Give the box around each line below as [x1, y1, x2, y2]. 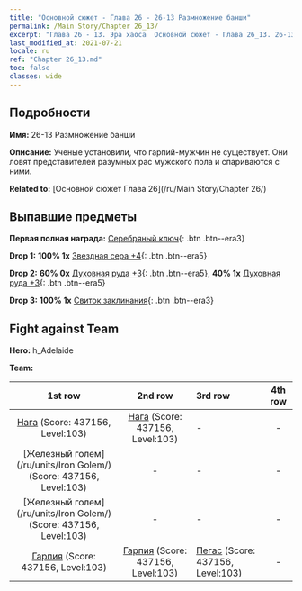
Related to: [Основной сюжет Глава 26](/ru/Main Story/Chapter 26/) [9, 183, 267, 194]
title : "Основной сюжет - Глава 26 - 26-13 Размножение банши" [9, 13, 252, 23]
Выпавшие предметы [9, 209, 138, 224]
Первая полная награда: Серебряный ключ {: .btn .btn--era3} [9, 233, 245, 244]
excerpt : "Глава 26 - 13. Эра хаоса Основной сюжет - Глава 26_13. [9, 30, 271, 39]
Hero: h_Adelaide [9, 345, 74, 356]
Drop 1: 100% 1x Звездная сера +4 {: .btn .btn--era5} [9, 250, 208, 261]
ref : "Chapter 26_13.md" [9, 55, 102, 64]
